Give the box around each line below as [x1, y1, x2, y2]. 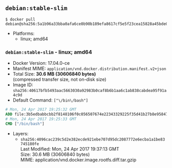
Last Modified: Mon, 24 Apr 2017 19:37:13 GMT [20, 146, 119, 152]
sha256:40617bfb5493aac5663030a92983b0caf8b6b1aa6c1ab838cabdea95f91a [12, 88, 167, 93]
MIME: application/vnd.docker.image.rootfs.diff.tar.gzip [20, 156, 137, 163]
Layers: [12, 130, 29, 136]
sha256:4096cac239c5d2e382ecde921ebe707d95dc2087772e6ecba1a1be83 [20, 137, 165, 142]
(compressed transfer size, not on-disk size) [12, 77, 106, 83]
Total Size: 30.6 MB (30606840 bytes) [12, 71, 96, 77]
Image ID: [12, 82, 33, 88]
